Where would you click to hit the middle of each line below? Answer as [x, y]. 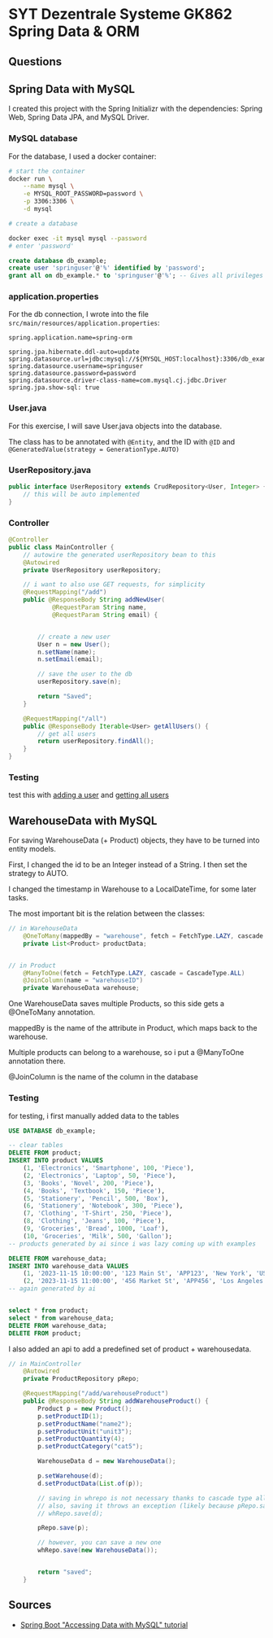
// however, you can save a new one [100, 1543]
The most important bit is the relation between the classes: [107, 913]
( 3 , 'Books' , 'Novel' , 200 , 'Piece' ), [89, 1183]
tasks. [19, 898]
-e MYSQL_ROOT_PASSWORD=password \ [83, 194]
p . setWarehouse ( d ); [71, 1476]
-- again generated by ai [52, 1289]
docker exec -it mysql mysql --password [78, 238]
